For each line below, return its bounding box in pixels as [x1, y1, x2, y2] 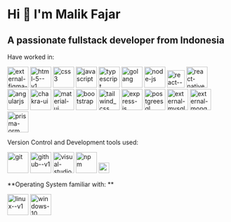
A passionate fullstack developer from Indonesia [7, 34, 225, 46]
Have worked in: [7, 53, 55, 61]
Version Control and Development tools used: [7, 138, 139, 146]
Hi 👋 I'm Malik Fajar [7, 6, 121, 22]
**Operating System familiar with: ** [7, 180, 114, 188]
